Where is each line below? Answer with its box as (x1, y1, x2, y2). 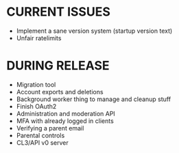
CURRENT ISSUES (6, 4, 111, 20)
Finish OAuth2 (16, 102, 57, 110)
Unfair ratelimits (16, 33, 62, 42)
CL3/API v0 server (16, 138, 69, 147)
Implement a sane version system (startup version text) (16, 27, 173, 35)
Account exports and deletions (16, 87, 104, 96)
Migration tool (16, 80, 56, 89)
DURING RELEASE (6, 58, 110, 74)
